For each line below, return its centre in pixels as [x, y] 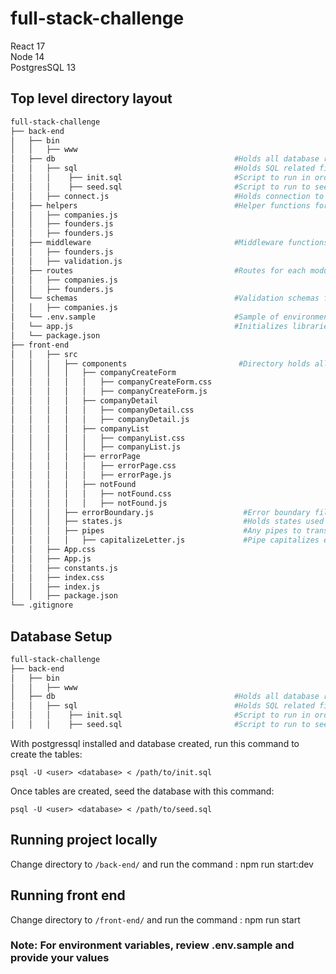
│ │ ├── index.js [55, 587]
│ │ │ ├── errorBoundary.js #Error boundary [160, 512]
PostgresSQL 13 [43, 67]
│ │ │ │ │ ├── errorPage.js [91, 475]
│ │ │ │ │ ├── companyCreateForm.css [111, 382]
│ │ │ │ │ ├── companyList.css [98, 438]
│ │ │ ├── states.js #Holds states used [167, 522]
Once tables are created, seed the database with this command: [142, 791]
